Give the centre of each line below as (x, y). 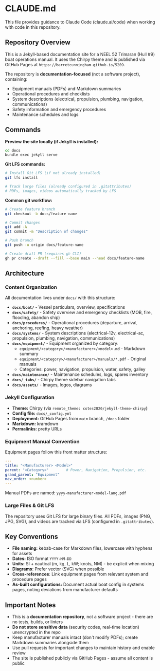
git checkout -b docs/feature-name (41, 214)
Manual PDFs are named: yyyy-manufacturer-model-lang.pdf (66, 493)
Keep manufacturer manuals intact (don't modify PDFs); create (75, 637)
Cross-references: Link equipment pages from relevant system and (80, 574)
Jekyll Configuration (30, 397)
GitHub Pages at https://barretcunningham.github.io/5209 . (65, 64)
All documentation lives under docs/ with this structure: (60, 298)
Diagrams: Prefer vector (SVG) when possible (58, 569)
